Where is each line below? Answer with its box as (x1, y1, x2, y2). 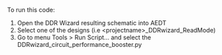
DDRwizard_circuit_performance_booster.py (16, 41, 142, 48)
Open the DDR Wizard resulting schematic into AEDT (16, 19, 167, 26)
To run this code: (7, 6, 55, 14)
